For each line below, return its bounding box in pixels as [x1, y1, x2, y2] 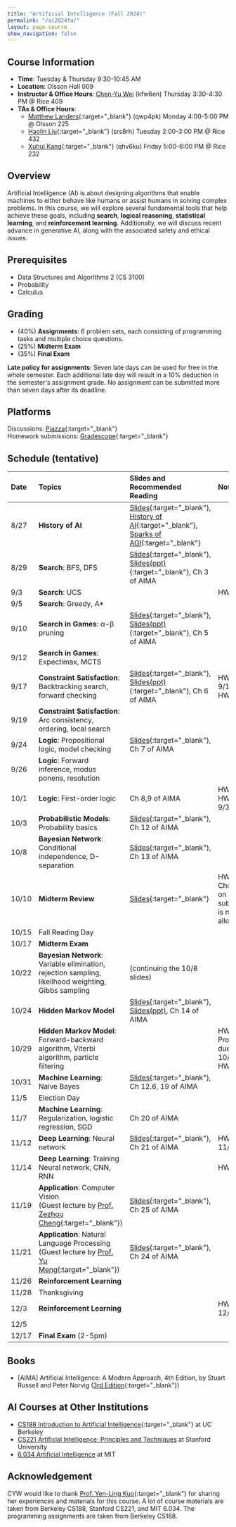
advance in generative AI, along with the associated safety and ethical [7, 226, 211, 235]
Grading [7, 308, 44, 321]
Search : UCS [38, 588, 82, 598]
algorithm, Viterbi [38, 1044, 96, 1053]
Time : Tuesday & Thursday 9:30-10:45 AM [17, 75, 141, 83]
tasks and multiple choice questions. [17, 334, 124, 342]
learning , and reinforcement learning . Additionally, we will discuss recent [7, 218, 222, 227]
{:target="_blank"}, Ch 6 [129, 686, 209, 696]
